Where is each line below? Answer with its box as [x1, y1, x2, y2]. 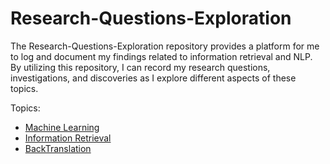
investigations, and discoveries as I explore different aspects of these [10, 72, 297, 84]
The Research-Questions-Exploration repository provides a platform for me [10, 40, 320, 52]
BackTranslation [24, 142, 92, 154]
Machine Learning [24, 121, 100, 133]
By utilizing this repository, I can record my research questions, [10, 61, 271, 73]
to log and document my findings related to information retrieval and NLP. [10, 50, 313, 62]
